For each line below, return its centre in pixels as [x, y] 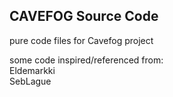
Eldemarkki [32, 70]
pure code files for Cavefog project [81, 40]
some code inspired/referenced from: [86, 60]
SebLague [30, 81]
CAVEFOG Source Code [84, 16]
